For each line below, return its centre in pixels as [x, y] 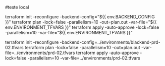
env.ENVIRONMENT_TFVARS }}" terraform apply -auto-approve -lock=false [82, 27]
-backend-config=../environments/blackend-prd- [110, 42]
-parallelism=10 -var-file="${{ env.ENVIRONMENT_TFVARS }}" [69, 33]
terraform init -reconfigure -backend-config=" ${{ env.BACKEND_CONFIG [80, 17]
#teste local [17, 7]
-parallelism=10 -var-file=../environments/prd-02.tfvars [84, 58]
